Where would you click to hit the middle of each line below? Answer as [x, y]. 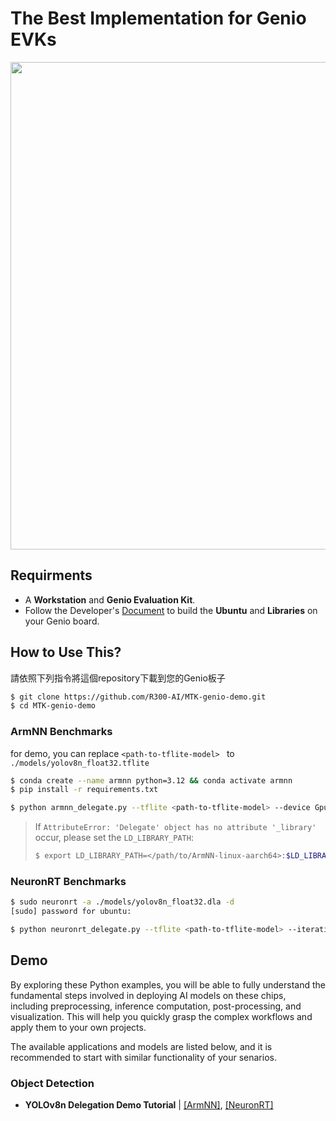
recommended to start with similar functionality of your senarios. [143, 1057]
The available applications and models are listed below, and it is [141, 1046]
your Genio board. [62, 621]
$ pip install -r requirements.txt [84, 790]
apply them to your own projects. [78, 1027]
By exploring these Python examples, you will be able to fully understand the [168, 984]
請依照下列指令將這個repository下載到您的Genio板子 [118, 678]
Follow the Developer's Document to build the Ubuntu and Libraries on [171, 610]
